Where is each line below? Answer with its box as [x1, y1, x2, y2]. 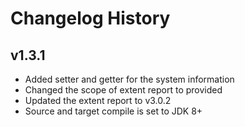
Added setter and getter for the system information [24, 73, 235, 85]
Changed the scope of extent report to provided [24, 84, 223, 96]
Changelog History [10, 7, 171, 30]
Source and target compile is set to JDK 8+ [24, 105, 203, 117]
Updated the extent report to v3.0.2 [24, 95, 172, 106]
